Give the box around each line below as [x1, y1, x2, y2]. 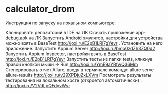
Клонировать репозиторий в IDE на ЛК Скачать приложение [5, 29, 135, 35]
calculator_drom [5, 3, 75, 15]
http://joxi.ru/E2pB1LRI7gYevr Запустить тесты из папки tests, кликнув [5, 56, 153, 62]
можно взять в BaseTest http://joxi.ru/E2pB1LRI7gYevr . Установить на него [5, 40, 163, 46]
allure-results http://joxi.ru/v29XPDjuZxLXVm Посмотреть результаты [5, 72, 151, 78]
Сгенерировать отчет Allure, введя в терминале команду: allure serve [5, 66, 154, 73]
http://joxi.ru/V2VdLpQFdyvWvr [5, 82, 70, 88]
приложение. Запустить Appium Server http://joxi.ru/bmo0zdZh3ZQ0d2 [5, 45, 155, 51]
